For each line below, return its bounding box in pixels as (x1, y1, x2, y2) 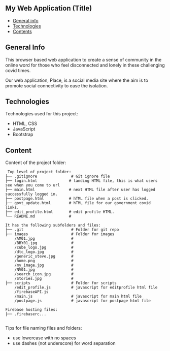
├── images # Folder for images (5, 232, 115, 237)
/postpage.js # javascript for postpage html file (14, 298, 151, 304)
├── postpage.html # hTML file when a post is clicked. (5, 196, 149, 201)
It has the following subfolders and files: (5, 223, 101, 228)
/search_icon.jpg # (14, 272, 74, 277)
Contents (12, 28, 32, 35)
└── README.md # (5, 214, 72, 219)
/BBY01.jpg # (14, 241, 74, 246)
